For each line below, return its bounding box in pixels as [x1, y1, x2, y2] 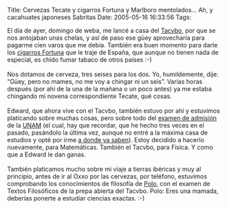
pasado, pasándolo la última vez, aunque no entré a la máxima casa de [7, 128, 208, 137]
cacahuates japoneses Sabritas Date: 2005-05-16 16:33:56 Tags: [7, 13, 191, 21]
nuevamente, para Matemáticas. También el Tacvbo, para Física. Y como [7, 143, 213, 151]
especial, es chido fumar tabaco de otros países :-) [7, 56, 152, 64]
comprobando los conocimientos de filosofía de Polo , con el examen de [7, 180, 210, 187]
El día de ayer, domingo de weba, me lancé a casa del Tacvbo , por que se [7, 27, 216, 34]
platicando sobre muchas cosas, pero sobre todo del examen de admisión [7, 114, 217, 122]
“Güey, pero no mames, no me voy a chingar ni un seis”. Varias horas [7, 78, 203, 85]
